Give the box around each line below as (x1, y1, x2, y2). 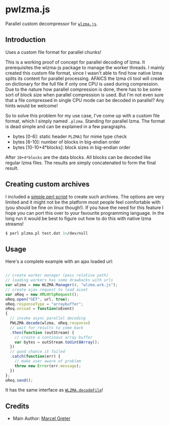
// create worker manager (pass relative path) (5, 273, 109, 278)
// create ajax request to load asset (5, 287, 88, 292)
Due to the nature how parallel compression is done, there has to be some (5, 86, 161, 92)
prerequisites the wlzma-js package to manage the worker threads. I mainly (5, 64, 165, 70)
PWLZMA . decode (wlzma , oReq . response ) (10, 320, 91, 326)
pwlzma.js (5, 4, 50, 15)
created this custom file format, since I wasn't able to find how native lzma (5, 70, 162, 76)
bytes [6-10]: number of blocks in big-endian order (12, 138, 120, 145)
